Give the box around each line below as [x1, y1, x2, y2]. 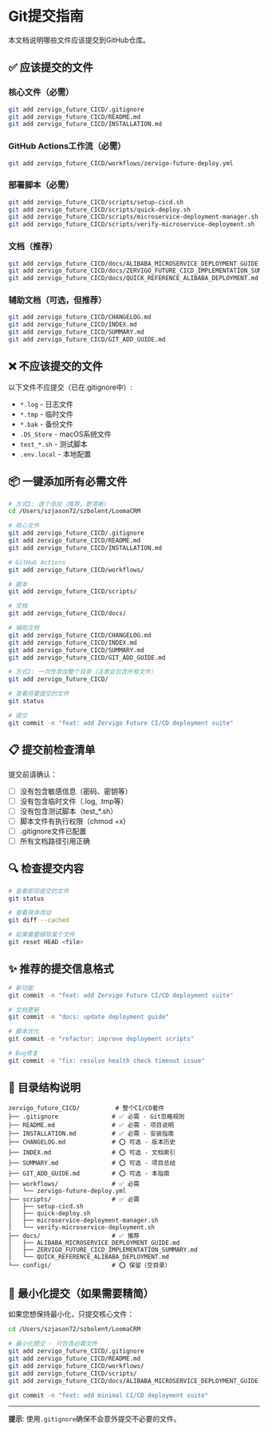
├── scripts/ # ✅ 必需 [8, 1195, 140, 1204]
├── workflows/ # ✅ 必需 [8, 1180, 140, 1188]
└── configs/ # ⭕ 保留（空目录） [8, 1261, 171, 1269]
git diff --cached [8, 916, 69, 924]
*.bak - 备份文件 [19, 419, 73, 429]
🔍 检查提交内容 [8, 862, 85, 876]
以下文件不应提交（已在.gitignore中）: [8, 382, 133, 392]
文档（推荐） [8, 241, 58, 252]
